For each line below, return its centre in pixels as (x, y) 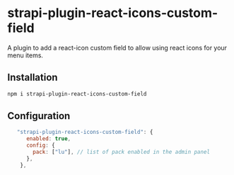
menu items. (25, 55)
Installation (33, 78)
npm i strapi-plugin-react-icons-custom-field (77, 94)
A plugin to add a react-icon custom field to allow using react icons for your (117, 47)
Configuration (39, 116)
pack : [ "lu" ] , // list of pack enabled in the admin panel (122, 152)
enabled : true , (48, 139)
